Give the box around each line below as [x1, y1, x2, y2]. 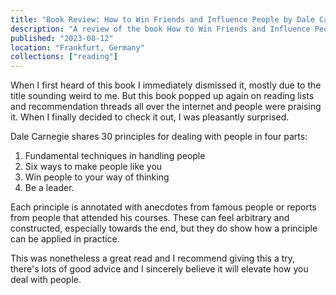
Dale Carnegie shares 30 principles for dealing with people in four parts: [10, 131, 308, 143]
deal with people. [10, 274, 82, 286]
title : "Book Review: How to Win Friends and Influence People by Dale [10, 14, 315, 25]
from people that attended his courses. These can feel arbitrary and [10, 212, 290, 224]
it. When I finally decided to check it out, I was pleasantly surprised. [10, 111, 290, 123]
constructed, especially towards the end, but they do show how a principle [10, 222, 318, 235]
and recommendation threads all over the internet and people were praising [10, 101, 322, 113]
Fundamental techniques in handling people [24, 150, 206, 162]
